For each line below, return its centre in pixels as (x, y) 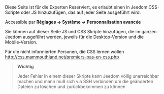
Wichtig (25, 67)
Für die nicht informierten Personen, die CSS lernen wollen (65, 52)
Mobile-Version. (21, 42)
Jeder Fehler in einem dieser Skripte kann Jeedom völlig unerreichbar (88, 76)
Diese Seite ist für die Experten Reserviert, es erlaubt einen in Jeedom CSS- (82, 7)
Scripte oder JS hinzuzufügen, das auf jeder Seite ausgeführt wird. (73, 12)
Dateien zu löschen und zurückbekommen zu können (71, 87)
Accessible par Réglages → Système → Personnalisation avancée (73, 22)
